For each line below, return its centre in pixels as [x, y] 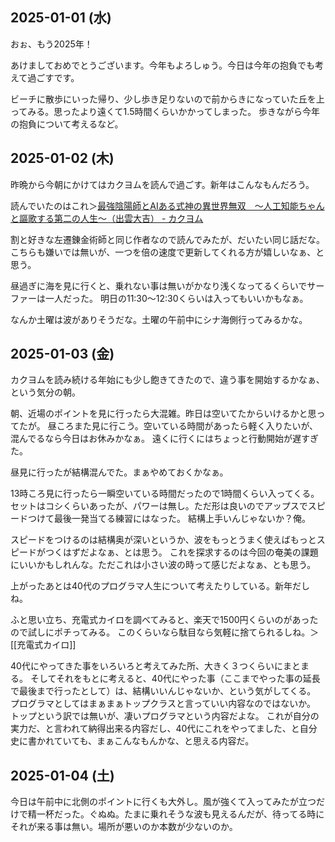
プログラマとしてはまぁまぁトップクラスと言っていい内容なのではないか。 [163, 704]
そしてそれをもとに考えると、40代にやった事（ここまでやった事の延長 [175, 679]
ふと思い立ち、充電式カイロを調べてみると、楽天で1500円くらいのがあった [164, 620]
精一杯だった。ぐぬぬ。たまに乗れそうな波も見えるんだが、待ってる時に [176, 814]
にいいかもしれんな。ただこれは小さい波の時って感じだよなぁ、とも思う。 [163, 565]
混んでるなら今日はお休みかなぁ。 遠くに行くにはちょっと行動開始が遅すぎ [164, 439]
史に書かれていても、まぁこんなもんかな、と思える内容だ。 [132, 741]
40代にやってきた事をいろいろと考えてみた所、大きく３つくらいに [147, 666]
